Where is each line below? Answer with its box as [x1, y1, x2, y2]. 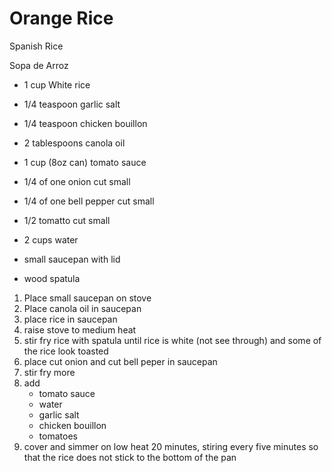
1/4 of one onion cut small [23, 175, 131, 187]
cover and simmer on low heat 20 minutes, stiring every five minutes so [23, 440, 319, 452]
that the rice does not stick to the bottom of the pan [23, 451, 237, 463]
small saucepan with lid [23, 253, 121, 265]
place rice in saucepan [23, 313, 118, 325]
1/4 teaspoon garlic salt [23, 98, 121, 110]
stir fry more [23, 366, 76, 378]
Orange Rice [9, 7, 114, 30]
